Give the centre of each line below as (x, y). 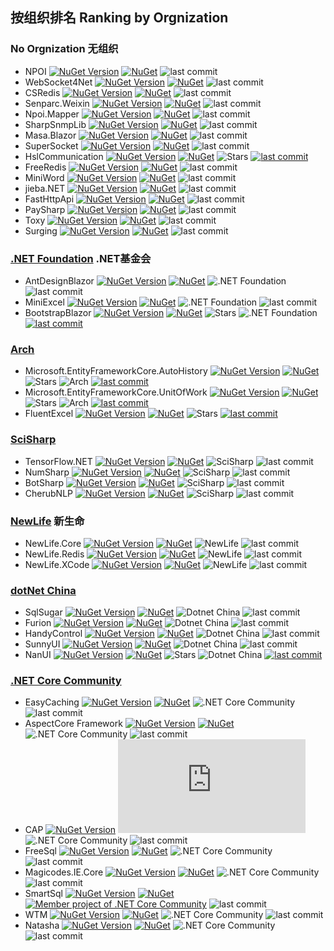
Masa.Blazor (50, 135)
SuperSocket (51, 145)
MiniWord (44, 177)
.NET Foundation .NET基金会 (81, 258)
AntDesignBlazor (59, 280)
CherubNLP (48, 493)
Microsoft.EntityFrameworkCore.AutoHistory (116, 371)
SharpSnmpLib (55, 124)
